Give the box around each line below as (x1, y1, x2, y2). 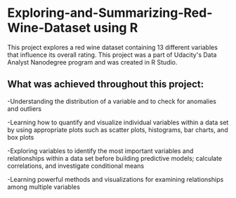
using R (93, 20, 138, 36)
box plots (7, 133, 34, 141)
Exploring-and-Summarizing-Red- (7, 5, 213, 21)
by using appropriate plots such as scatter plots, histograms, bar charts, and (7, 125, 228, 134)
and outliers (7, 104, 42, 113)
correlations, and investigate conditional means (7, 161, 145, 170)
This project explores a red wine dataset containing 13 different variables (7, 43, 218, 51)
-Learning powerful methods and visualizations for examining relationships (7, 175, 224, 183)
